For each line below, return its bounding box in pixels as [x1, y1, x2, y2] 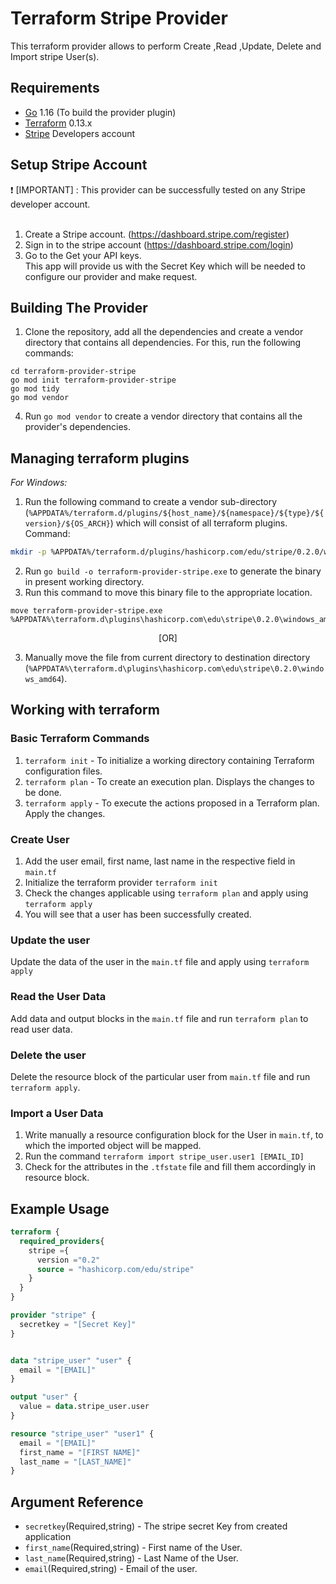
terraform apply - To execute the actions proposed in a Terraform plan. [24, 797, 320, 809]
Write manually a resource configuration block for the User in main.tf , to [24, 1129, 324, 1141]
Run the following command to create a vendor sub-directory [24, 496, 278, 508]
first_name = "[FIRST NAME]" [19, 1447, 141, 1457]
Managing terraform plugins [10, 450, 190, 467]
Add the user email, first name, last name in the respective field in [24, 855, 296, 867]
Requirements [10, 80, 100, 97]
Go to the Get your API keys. [24, 249, 142, 261]
